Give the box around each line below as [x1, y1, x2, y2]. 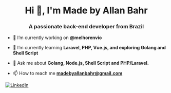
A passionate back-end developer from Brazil [28, 23, 144, 30]
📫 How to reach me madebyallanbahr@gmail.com [12, 70, 123, 77]
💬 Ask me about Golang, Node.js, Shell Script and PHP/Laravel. [12, 60, 149, 66]
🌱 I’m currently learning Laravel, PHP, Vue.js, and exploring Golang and [12, 45, 166, 51]
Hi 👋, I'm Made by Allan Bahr [25, 5, 148, 16]
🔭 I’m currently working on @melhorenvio [12, 34, 102, 41]
